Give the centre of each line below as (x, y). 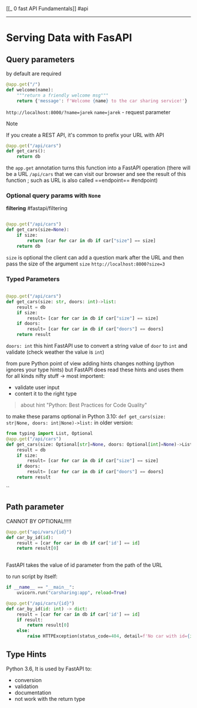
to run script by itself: (32, 577)
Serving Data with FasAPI (69, 38)
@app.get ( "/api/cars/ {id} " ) (40, 603)
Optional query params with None (54, 195)
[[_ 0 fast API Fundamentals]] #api (47, 9)
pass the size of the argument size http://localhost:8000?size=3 (86, 264)
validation (26, 686)
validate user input (37, 387)
